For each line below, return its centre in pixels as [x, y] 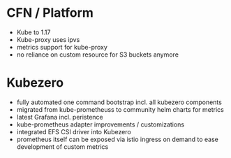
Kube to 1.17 [33, 32]
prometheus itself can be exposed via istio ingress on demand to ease [118, 139]
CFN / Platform [50, 13]
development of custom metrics [62, 146]
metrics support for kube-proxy [62, 47]
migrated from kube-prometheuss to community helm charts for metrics [120, 109]
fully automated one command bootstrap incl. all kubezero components [119, 102]
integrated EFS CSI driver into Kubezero [74, 131]
